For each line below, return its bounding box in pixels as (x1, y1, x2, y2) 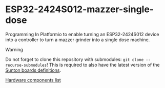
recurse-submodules (5, 63, 47, 68)
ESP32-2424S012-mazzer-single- (5, 4, 154, 15)
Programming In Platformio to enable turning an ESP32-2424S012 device (5, 31, 159, 37)
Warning (5, 46, 23, 52)
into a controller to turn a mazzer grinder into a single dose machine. (5, 37, 150, 43)
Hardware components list (5, 77, 61, 83)
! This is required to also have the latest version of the (46, 62, 160, 68)
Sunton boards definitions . (5, 67, 61, 73)
